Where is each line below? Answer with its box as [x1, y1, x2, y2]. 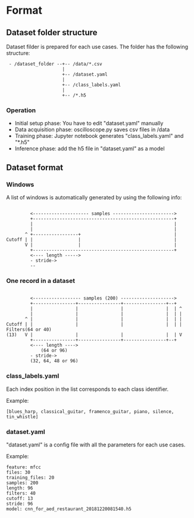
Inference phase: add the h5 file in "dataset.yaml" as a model [14, 145, 165, 152]
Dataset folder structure [6, 27, 98, 38]
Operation [6, 106, 36, 114]
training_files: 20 [6, 474, 55, 480]
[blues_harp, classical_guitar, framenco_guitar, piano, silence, [6, 408, 174, 415]
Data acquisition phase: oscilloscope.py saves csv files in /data [14, 126, 170, 133]
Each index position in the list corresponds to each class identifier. [6, 386, 168, 393]
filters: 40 [6, 490, 36, 496]
